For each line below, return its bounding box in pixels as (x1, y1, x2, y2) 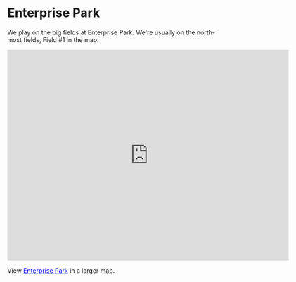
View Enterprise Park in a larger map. (7, 266, 115, 275)
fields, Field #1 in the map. (23, 35, 100, 44)
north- (196, 28, 216, 37)
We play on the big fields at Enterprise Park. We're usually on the (7, 28, 195, 37)
